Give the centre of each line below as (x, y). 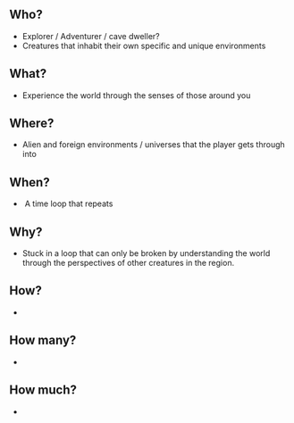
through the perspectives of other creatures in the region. (128, 263)
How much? (43, 390)
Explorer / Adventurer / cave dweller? (91, 36)
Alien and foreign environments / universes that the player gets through (154, 145)
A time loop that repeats (69, 203)
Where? (32, 124)
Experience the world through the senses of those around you (136, 95)
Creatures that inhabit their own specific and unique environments (144, 46)
